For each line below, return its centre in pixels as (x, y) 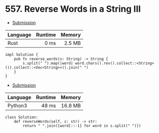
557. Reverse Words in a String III (73, 9)
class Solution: (22, 117)
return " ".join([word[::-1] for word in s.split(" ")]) (82, 126)
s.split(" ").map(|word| (48, 63)
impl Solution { (22, 54)
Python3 (17, 106)
